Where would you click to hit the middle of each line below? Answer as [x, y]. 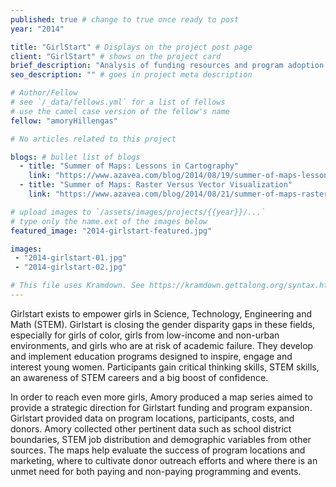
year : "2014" [37, 29]
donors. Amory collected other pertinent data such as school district [151, 428]
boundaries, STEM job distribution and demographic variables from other [161, 439]
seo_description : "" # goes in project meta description [131, 75]
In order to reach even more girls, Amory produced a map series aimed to [161, 397]
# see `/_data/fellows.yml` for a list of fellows [118, 102]
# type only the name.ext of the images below [109, 221]
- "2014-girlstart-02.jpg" [71, 267]
